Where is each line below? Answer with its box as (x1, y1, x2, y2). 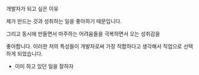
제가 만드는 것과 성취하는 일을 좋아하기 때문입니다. (6, 18, 122, 25)
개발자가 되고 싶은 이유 (6, 5, 59, 12)
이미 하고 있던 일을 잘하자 (14, 63, 74, 70)
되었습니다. (17, 50, 43, 57)
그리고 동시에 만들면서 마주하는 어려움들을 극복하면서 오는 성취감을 (6, 30, 160, 37)
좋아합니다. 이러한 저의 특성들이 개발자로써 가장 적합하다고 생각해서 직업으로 (6, 43, 182, 50)
